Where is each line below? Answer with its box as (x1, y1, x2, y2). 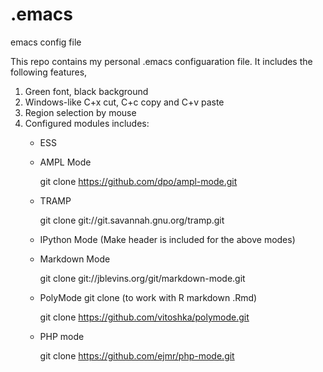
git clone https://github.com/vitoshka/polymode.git (39, 311, 250, 323)
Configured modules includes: (24, 117, 150, 129)
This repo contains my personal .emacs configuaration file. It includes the (10, 55, 313, 67)
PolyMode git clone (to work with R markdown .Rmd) (39, 291, 258, 303)
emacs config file (10, 36, 82, 48)
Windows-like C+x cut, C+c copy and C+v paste (24, 96, 225, 108)
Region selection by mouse (24, 106, 137, 118)
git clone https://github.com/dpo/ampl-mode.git (39, 175, 238, 187)
